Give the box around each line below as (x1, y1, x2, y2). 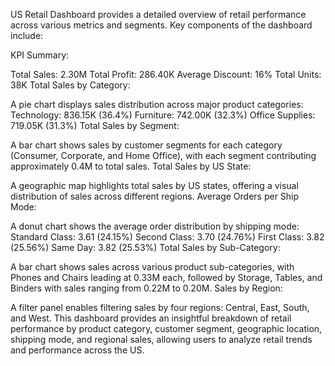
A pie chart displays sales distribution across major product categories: (10, 99, 304, 110)
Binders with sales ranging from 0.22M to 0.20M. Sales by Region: (10, 282, 283, 294)
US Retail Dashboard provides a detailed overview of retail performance (10, 9, 307, 20)
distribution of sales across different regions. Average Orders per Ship (10, 190, 300, 202)
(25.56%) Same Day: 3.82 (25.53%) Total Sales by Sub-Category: (10, 242, 281, 253)
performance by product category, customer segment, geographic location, (10, 323, 323, 334)
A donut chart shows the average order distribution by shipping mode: (10, 220, 300, 232)
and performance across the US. (10, 344, 145, 356)
